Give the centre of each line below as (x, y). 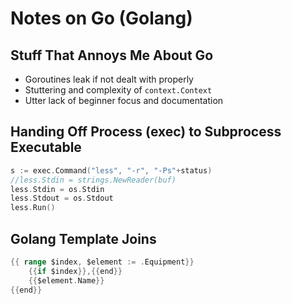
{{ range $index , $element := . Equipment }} (102, 262)
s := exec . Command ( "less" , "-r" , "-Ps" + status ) (111, 170)
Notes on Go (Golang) (101, 18)
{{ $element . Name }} (66, 280)
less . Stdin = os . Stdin (57, 189)
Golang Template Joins (83, 238)
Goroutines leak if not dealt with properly (109, 79)
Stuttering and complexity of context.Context (118, 90)
